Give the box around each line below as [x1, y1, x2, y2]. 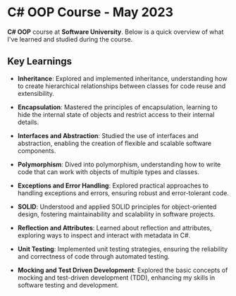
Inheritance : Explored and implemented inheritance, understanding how [17, 74, 228, 82]
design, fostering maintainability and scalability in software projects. [17, 209, 216, 218]
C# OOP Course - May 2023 [7, 4, 174, 20]
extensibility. [17, 89, 55, 97]
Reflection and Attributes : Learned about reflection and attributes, [17, 223, 213, 232]
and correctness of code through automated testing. [17, 252, 170, 261]
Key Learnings [7, 56, 73, 68]
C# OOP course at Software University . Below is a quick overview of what [7, 27, 224, 36]
